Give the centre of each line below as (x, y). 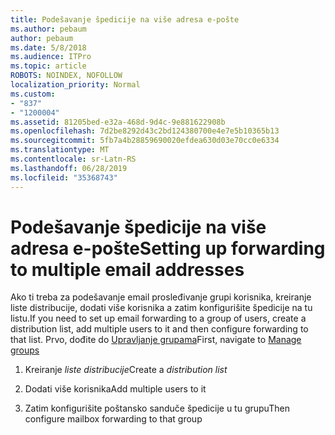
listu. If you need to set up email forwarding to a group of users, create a (158, 318)
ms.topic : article (48, 66)
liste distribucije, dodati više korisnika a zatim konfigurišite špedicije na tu (161, 308)
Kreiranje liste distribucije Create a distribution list (126, 370)
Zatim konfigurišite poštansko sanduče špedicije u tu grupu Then (157, 408)
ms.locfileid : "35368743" (64, 177)
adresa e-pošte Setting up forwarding (168, 248)
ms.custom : (33, 94)
